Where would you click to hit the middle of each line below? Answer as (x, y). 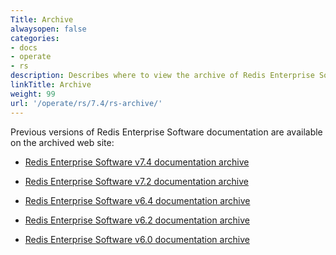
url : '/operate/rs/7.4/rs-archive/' (86, 103)
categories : (35, 38)
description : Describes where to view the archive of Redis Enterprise (162, 76)
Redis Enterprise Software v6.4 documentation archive (137, 200)
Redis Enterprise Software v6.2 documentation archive (137, 220)
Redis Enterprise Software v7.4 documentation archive (137, 162)
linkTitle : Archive (51, 85)
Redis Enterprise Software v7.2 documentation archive (136, 181)
